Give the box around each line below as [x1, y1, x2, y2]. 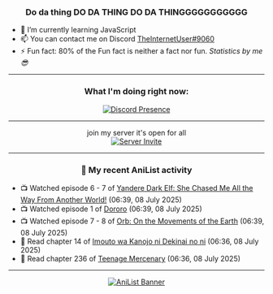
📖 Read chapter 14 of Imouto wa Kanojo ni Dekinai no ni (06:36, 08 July [19, 236, 259, 246]
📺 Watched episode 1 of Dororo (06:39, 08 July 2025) [19, 204, 203, 214]
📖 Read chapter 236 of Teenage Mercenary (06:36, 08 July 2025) [19, 253, 241, 263]
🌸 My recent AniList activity [80, 164, 193, 175]
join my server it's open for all [86, 128, 187, 137]
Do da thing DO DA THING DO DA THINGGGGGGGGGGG [25, 6, 248, 18]
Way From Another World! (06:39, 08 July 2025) [19, 194, 183, 205]
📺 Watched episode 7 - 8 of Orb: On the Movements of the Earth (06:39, [19, 216, 265, 226]
